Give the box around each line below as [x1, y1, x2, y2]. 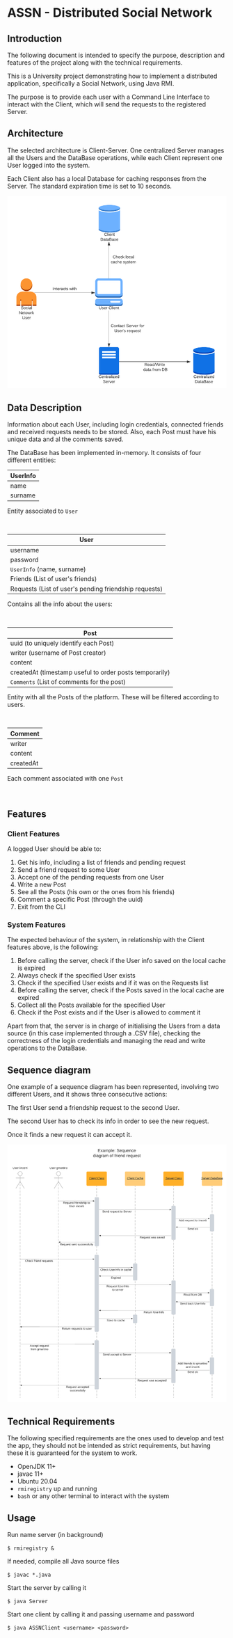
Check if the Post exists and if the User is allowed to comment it [17, 1008, 201, 1017]
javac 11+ [17, 1470, 44, 1478]
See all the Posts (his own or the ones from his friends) [17, 887, 175, 896]
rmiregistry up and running [17, 1484, 97, 1493]
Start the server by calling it [7, 1584, 87, 1592]
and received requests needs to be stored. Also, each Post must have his [7, 428, 217, 436]
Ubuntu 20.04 [17, 1477, 58, 1486]
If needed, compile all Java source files [7, 1557, 120, 1566]
